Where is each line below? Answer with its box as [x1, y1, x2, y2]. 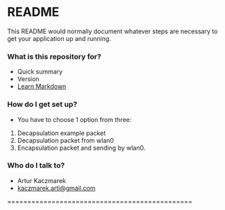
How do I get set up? [7, 100, 78, 110]
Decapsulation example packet [17, 129, 106, 137]
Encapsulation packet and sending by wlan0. [17, 143, 146, 152]
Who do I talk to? [7, 161, 65, 170]
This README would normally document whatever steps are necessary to [7, 27, 218, 35]
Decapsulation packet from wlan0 [17, 136, 115, 144]
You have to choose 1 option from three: [17, 115, 132, 123]
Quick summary [17, 67, 63, 76]
